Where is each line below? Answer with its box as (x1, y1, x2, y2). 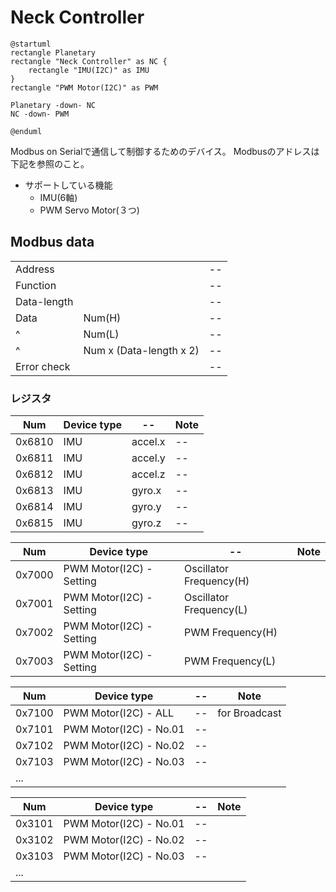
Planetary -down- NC (10, 100, 97, 110)
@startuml (10, 39, 52, 49)
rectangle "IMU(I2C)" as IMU (28, 65, 150, 75)
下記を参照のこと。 (10, 157, 90, 170)
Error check (15, 359, 71, 373)
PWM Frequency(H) (183, 626, 278, 640)
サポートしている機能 (24, 179, 113, 191)
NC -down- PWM (10, 109, 70, 119)
